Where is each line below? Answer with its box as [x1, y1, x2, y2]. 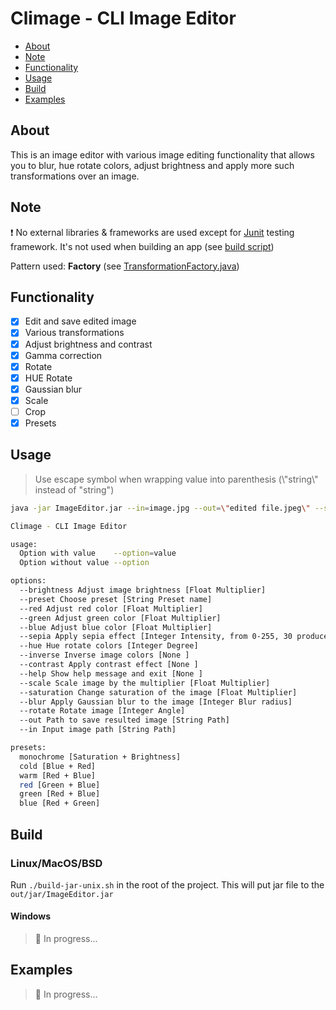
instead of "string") [34, 483, 115, 496]
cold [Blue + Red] [19, 761, 97, 771]
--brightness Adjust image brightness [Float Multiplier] [19, 585, 267, 596]
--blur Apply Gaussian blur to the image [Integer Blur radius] [19, 697, 293, 707]
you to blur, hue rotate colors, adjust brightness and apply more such [10, 159, 295, 171]
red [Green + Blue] [19, 780, 101, 790]
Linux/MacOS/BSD [10, 856, 103, 870]
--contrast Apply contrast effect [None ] [19, 660, 199, 670]
